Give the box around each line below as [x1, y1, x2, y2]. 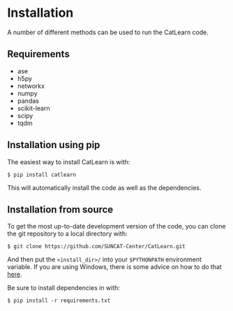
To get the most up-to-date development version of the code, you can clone [7, 222, 227, 231]
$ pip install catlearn [7, 171, 77, 178]
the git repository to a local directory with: [7, 229, 128, 238]
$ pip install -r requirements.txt [7, 297, 111, 305]
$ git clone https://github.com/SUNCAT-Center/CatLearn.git [7, 243, 186, 250]
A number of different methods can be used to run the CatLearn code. [7, 28, 209, 36]
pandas [17, 96, 40, 105]
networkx [17, 82, 45, 90]
